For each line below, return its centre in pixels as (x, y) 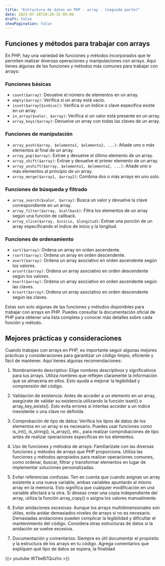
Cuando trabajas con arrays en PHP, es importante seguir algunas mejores (81, 350)
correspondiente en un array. (42, 205)
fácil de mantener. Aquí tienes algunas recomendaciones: (63, 361)
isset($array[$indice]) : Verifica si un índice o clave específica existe (83, 105)
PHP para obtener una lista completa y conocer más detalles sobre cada (79, 317)
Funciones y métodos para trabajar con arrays (78, 43)
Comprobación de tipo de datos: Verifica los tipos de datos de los (79, 421)
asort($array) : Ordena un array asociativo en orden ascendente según (84, 260)
